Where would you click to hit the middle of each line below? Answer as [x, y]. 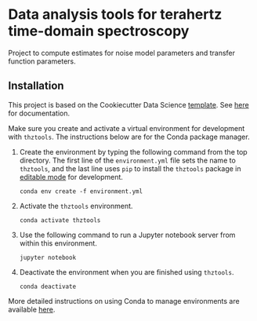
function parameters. [42, 61]
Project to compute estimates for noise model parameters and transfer [122, 53]
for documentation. [39, 113]
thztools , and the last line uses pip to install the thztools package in [130, 168]
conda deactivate [48, 286]
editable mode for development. [71, 177]
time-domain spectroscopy [99, 31]
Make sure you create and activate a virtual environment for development [127, 128]
